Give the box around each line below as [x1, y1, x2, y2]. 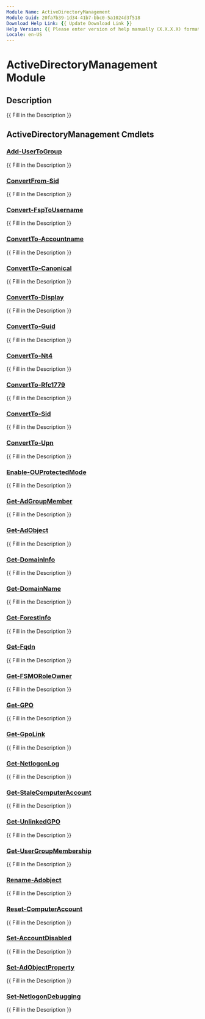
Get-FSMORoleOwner [6, 671, 72, 680]
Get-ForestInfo [6, 613, 51, 622]
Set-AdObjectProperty [6, 963, 75, 971]
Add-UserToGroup [6, 147, 62, 156]
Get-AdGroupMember [6, 497, 73, 505]
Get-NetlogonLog [6, 759, 60, 767]
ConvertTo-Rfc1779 [6, 380, 65, 389]
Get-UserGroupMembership [6, 847, 92, 855]
